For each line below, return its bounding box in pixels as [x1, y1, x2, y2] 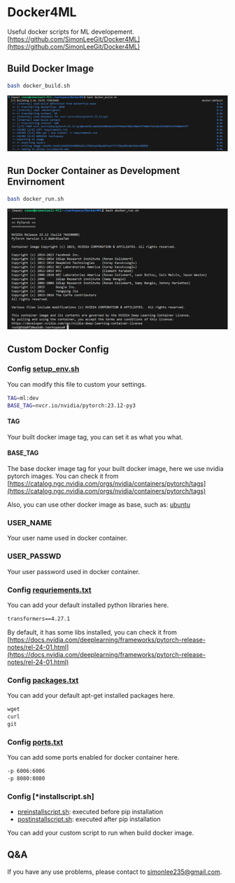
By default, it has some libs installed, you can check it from [7, 628, 177, 636]
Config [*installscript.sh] [7, 791, 94, 801]
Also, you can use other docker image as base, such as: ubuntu [7, 500, 191, 509]
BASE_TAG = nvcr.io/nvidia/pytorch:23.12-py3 [7, 401, 136, 409]
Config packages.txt [7, 675, 79, 685]
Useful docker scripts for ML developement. [7, 27, 134, 36]
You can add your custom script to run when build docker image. [7, 829, 194, 837]
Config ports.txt [7, 737, 64, 747]
